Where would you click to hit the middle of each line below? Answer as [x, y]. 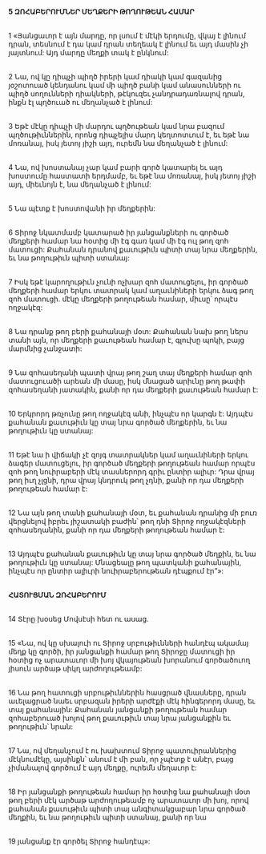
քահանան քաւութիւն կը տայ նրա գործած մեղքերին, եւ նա [118, 422]
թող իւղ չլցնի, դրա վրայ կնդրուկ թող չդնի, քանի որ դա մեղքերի [126, 480]
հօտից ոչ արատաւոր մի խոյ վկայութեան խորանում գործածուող [129, 660]
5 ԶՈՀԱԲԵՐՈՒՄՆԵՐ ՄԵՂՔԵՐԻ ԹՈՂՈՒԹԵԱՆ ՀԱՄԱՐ [101, 12]
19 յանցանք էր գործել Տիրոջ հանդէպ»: [79, 841]
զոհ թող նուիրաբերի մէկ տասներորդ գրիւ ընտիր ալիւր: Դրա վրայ [131, 471]
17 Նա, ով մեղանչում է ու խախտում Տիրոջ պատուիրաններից [122, 751]
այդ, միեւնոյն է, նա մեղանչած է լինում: [80, 184]
